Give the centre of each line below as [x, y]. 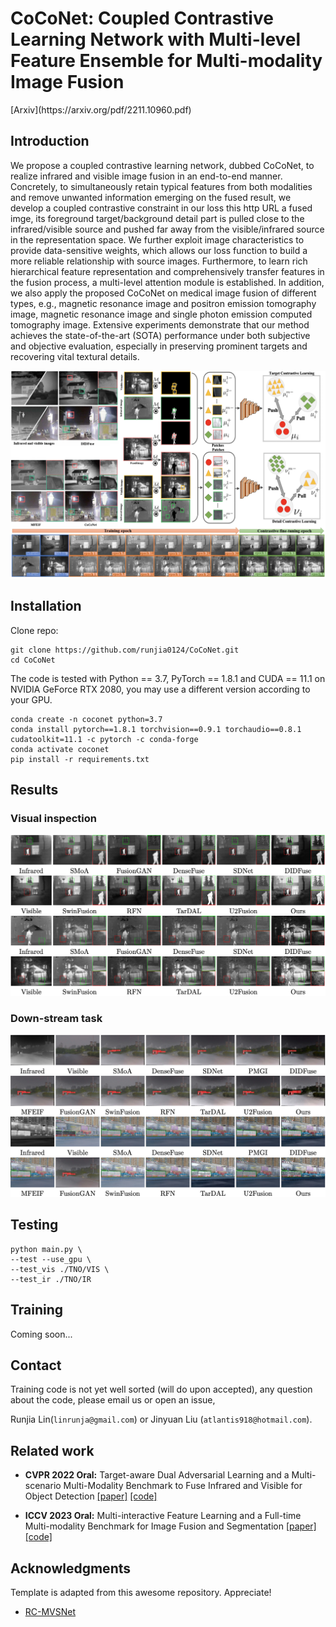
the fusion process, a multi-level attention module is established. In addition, [167, 282]
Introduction [50, 141]
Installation [46, 606]
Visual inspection [53, 818]
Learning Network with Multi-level [156, 39]
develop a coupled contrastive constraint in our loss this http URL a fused [161, 208]
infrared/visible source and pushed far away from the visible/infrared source [167, 229]
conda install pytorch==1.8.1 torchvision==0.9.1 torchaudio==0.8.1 [156, 729]
